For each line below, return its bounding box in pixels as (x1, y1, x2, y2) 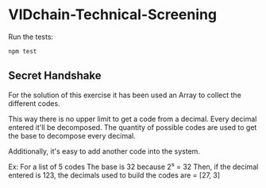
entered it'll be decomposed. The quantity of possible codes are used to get (8, 122, 257, 132)
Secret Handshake (8, 69, 102, 83)
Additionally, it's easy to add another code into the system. (8, 146, 201, 156)
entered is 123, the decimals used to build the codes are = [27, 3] (8, 170, 221, 180)
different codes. (8, 98, 61, 108)
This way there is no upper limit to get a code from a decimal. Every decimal (8, 114, 257, 123)
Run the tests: (8, 32, 54, 41)
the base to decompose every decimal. (8, 131, 137, 140)
